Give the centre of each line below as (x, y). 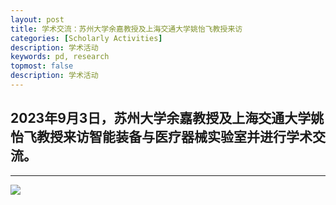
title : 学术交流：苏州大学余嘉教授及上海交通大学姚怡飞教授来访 (126, 29)
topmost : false (42, 66)
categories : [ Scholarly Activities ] (86, 38)
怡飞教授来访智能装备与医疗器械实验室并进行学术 (161, 137)
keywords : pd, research (60, 57)
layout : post (37, 19)
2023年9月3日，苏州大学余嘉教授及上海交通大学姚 (167, 118)
